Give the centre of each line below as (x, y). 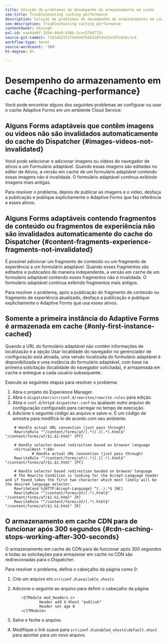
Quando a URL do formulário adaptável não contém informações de (74, 346)
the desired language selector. (39, 484)
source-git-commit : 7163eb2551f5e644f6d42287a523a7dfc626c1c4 (71, 38)
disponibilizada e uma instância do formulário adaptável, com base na (77, 362)
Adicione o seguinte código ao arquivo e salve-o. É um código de (79, 413)
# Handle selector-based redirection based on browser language (82, 445)
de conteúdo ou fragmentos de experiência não (80, 226)
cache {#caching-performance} (73, 91)
